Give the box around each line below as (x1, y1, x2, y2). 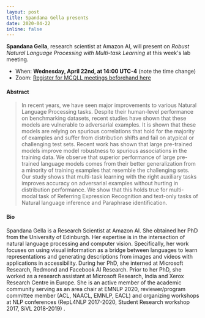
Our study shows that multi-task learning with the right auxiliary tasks (21, 173, 197, 180)
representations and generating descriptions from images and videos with (6, 253, 193, 260)
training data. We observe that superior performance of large (21, 153, 176, 161)
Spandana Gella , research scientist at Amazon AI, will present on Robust (6, 43, 190, 50)
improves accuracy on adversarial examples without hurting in (21, 180, 179, 187)
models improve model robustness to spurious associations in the (21, 147, 187, 155)
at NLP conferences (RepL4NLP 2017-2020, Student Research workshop (6, 298, 190, 306)
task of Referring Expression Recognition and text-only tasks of (39, 193, 199, 200)
